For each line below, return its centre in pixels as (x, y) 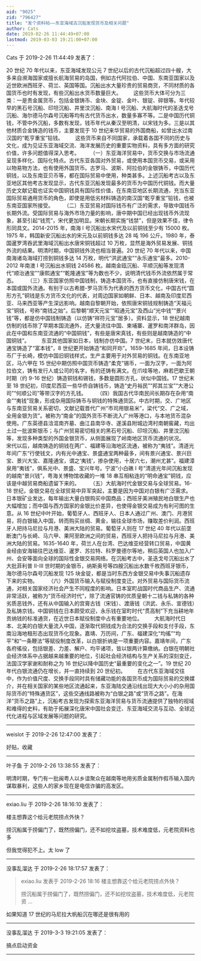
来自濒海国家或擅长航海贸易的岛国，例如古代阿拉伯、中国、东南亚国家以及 (103, 78)
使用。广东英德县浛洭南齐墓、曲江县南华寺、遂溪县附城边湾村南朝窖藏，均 (98, 423)
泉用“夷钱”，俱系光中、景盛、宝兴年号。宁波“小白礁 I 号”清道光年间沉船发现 (100, 468)
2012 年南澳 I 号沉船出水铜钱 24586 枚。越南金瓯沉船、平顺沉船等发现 (93, 265)
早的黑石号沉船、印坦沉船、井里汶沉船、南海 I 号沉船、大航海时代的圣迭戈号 (100, 108)
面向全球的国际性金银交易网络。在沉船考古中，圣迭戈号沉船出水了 (113, 558)
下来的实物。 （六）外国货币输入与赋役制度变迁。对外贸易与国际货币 (95, 581)
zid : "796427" (24, 17)
